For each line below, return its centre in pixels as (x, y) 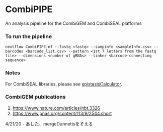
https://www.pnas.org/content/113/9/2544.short (62, 113)
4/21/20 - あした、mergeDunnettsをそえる (49, 124)
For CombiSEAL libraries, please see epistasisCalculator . (64, 84)
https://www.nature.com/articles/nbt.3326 (56, 108)
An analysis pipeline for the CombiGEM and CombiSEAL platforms (73, 23)
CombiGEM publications (35, 97)
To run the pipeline (28, 36)
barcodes (14, 52)
